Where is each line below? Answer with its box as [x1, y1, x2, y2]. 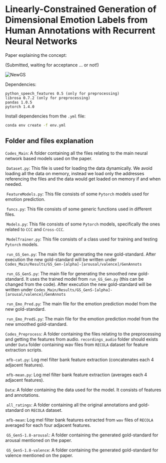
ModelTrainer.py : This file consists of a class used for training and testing [6, 236, 158, 242]
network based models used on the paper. [5, 155, 92, 161]
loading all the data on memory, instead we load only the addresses [5, 170, 144, 176]
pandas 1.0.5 [5, 99, 32, 105]
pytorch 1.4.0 [5, 104, 35, 109]
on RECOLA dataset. [24, 407, 62, 413]
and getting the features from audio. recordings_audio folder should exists [5, 336, 158, 342]
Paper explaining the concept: [5, 52, 67, 58]
